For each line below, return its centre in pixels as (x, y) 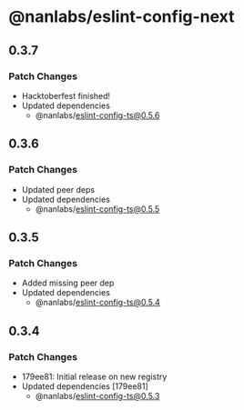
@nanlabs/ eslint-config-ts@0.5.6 (97, 115)
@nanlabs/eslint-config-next (122, 17)
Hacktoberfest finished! (66, 95)
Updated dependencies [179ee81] (85, 386)
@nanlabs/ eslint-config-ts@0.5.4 (98, 303)
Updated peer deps (58, 189)
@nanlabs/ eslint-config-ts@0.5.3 (97, 395)
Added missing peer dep (68, 283)
